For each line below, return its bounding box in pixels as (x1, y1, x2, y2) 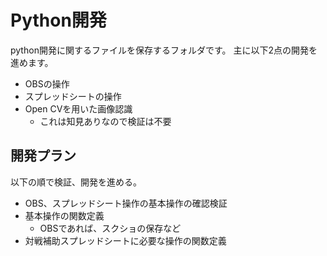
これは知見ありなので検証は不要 (39, 115, 172, 127)
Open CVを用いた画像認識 (24, 102, 133, 115)
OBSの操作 (24, 77, 70, 90)
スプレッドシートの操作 (24, 90, 122, 102)
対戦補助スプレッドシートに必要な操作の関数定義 (24, 234, 227, 246)
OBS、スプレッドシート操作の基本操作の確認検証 (24, 197, 228, 209)
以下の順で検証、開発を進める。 (10, 176, 142, 188)
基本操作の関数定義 (24, 209, 105, 221)
